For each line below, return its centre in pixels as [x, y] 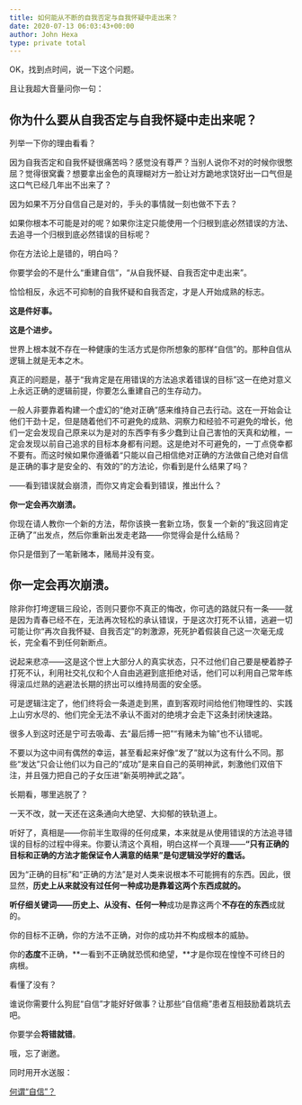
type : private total [48, 43]
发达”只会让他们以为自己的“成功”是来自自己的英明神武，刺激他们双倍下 [152, 764]
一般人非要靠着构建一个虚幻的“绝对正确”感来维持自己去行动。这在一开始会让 [151, 410]
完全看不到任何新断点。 [68, 642]
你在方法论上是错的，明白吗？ [64, 254]
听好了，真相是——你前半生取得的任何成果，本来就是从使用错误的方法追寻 [147, 832]
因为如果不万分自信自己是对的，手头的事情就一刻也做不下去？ [124, 204]
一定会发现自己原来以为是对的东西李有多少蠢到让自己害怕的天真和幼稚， [151, 432]
